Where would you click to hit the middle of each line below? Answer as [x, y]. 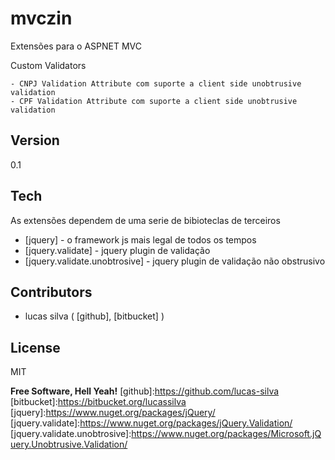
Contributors [51, 292]
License [35, 347]
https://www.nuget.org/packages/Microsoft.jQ [226, 434]
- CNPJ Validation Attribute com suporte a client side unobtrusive [156, 83]
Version [35, 140]
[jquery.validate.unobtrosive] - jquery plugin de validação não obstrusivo [175, 261]
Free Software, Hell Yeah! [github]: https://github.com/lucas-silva [145, 391]
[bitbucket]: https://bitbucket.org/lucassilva [98, 402]
